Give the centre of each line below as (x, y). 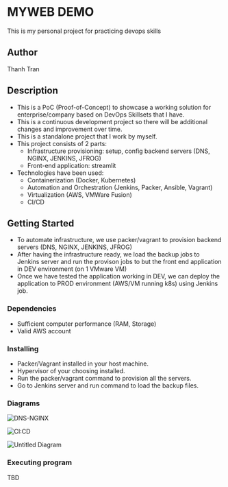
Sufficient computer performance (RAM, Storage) (87, 324)
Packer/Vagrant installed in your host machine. (83, 364)
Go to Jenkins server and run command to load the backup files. (108, 385)
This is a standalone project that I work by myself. (87, 136)
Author (22, 52)
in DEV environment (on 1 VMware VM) (72, 269)
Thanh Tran (23, 69)
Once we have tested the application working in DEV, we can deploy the (118, 276)
